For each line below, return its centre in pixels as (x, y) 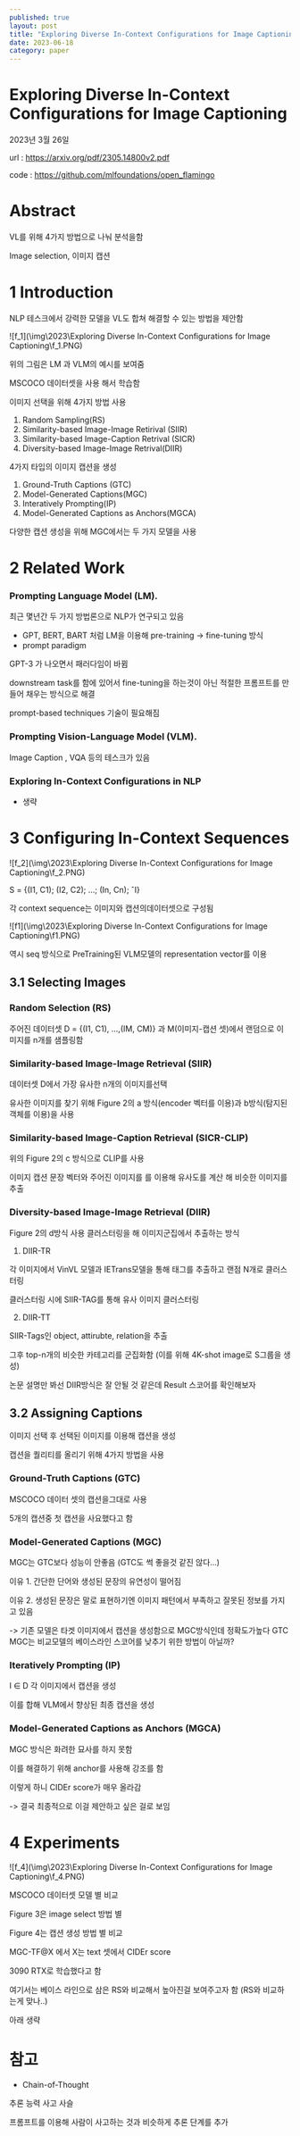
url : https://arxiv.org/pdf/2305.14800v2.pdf (89, 158)
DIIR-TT (36, 1317)
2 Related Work (67, 568)
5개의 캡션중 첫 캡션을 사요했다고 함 (71, 1518)
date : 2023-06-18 (42, 42)
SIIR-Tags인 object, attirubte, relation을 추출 (88, 1335)
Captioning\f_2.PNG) (47, 872)
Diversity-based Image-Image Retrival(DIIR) (102, 448)
